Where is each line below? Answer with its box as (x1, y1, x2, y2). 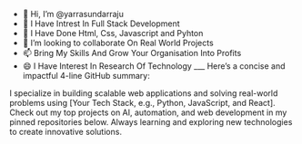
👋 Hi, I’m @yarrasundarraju (22, 9, 125, 19)
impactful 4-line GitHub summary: (22, 71, 150, 81)
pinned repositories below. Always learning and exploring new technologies (9, 117, 293, 127)
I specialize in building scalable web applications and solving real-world (9, 88, 278, 99)
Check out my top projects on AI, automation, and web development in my (9, 107, 287, 118)
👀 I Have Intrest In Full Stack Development (22, 18, 180, 29)
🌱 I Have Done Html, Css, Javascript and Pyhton (22, 28, 204, 38)
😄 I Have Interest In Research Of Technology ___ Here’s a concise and (22, 61, 286, 72)
